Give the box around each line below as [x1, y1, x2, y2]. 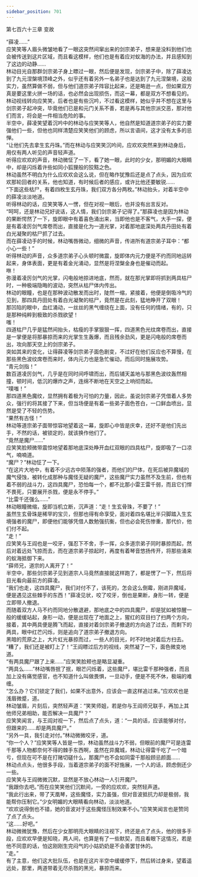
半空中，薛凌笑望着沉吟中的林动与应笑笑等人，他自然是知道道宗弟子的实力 [6, 119, 187, 126]
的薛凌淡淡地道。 [6, 193, 48, 200]
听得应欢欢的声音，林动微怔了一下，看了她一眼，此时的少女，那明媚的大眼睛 [6, 156, 192, 163]
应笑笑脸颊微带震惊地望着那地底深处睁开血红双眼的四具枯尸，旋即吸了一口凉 [6, 444, 192, 451]
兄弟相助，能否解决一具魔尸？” [16, 709, 91, 716]
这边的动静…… [11, 60, 47, 67]
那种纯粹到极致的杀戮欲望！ [11, 311, 78, 318]
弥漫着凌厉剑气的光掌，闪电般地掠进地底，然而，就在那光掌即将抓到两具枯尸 [6, 274, 192, 281]
